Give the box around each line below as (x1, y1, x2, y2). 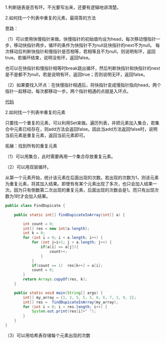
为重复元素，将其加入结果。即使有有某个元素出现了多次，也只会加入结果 (5, 181, 153, 186)
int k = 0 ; (23, 231, 46, 236)
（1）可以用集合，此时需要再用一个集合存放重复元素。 (5, 154, 115, 159)
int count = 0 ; (23, 221, 55, 226)
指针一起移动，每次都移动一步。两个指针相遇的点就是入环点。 (5, 88, 131, 94)
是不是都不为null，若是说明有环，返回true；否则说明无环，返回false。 (5, 72, 148, 77)
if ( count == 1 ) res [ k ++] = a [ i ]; (31, 263, 103, 268)
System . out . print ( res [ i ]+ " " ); (31, 309, 97, 314)
